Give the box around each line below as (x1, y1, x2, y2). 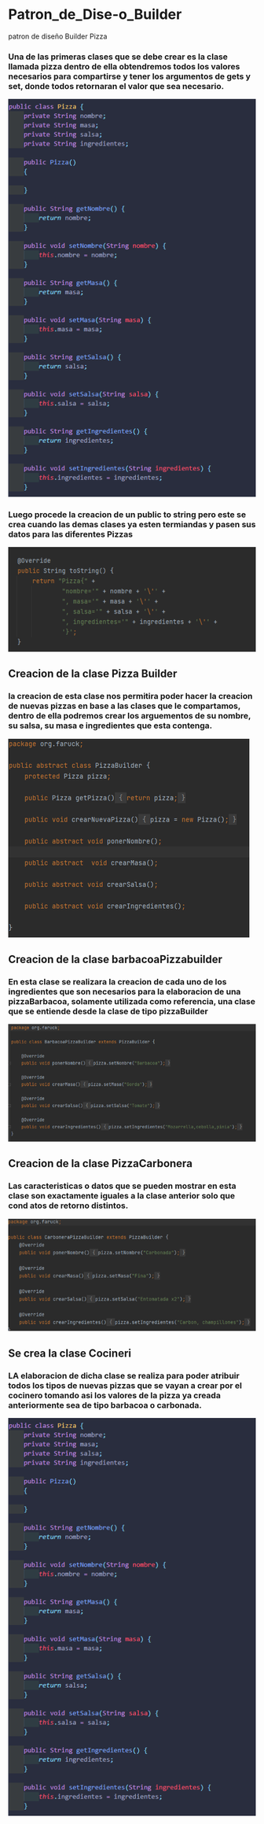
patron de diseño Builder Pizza (8, 31, 108, 41)
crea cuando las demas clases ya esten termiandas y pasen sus (8, 519, 256, 530)
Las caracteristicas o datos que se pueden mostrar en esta (8, 1180, 237, 1191)
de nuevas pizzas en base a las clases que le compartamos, (8, 700, 241, 711)
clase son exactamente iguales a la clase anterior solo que (8, 1191, 236, 1202)
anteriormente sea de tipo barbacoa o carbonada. (8, 1399, 203, 1410)
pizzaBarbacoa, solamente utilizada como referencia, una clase (8, 996, 256, 1006)
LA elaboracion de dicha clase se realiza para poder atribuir (8, 1370, 240, 1381)
